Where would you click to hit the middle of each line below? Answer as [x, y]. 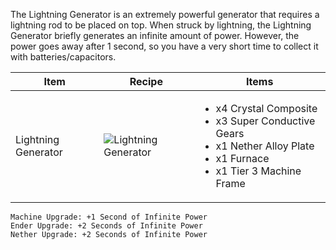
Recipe [146, 81]
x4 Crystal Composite [266, 108]
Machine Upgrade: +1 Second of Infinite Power [109, 217]
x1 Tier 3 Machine [258, 171]
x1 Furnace [242, 158]
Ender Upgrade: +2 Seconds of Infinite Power [106, 226]
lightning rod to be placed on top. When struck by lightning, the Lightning [161, 25]
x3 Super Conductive [265, 121]
